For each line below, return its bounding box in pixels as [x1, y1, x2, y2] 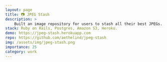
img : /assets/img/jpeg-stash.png [5, 40, 75, 45]
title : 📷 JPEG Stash [5, 12, 50, 17]
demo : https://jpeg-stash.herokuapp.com [5, 30, 91, 35]
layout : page [5, 7, 33, 12]
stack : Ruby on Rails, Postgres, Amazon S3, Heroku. [5, 26, 118, 31]
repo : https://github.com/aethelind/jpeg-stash [5, 35, 107, 40]
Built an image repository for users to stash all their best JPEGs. [14, 21, 163, 26]
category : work [5, 49, 37, 54]
